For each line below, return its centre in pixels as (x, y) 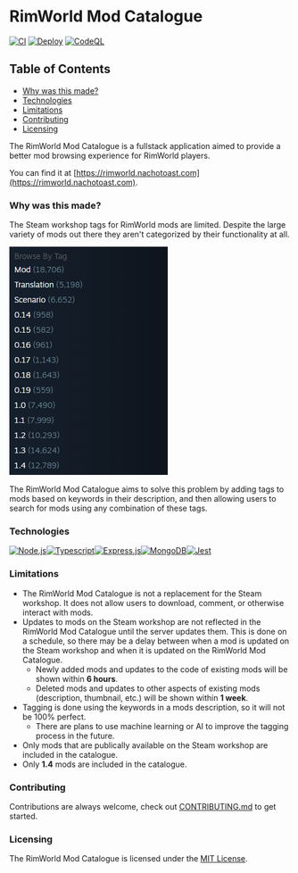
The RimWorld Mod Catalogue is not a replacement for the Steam (142, 593)
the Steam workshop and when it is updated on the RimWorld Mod (144, 650)
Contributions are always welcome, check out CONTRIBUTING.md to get (143, 806)
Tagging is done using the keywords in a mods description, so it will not (153, 707)
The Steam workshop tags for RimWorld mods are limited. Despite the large (148, 225)
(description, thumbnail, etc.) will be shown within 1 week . (142, 697)
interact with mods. (58, 612)
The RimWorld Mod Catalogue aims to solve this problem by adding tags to (147, 489)
